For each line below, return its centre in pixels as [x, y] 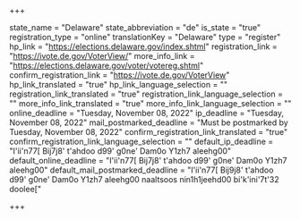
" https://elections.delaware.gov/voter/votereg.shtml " [107, 65]
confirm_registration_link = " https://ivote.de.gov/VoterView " [120, 75]
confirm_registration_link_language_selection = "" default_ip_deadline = [141, 141]
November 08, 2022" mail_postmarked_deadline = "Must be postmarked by [149, 122]
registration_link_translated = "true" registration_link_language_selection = [146, 94]
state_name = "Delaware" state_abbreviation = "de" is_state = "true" [135, 27]
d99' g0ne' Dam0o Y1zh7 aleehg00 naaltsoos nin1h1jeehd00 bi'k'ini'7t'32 [144, 179]
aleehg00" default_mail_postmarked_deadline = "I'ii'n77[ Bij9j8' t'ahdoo [141, 170]
